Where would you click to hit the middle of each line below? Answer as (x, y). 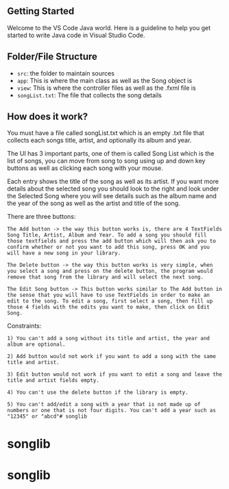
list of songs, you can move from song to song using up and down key (106, 161)
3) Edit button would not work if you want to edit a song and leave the (115, 374)
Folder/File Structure (52, 57)
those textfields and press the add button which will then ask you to (111, 241)
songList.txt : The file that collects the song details (89, 95)
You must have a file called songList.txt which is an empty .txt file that (106, 133)
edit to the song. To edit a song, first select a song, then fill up (110, 301)
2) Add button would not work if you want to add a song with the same (111, 357)
